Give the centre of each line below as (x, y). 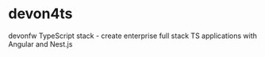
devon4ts (40, 14)
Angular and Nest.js (40, 44)
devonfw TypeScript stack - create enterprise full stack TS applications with (133, 36)
